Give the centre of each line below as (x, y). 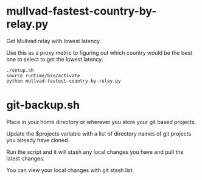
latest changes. (26, 158)
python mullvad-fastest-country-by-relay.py (64, 81)
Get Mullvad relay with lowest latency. (54, 41)
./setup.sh (20, 70)
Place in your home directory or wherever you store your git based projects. (101, 122)
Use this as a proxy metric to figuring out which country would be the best (99, 52)
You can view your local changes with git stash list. (70, 170)
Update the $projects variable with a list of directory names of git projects (99, 133)
